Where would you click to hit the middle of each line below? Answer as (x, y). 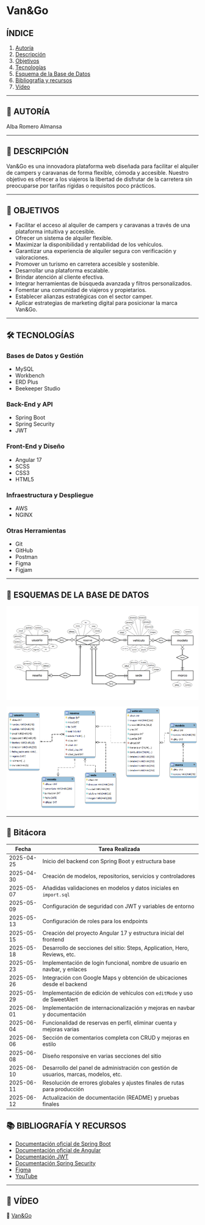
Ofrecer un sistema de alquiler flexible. (64, 238)
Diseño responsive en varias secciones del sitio (102, 1056)
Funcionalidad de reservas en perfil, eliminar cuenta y (110, 1023)
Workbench (30, 376)
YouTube (26, 1176)
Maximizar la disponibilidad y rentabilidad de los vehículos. (89, 244)
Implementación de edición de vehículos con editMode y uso (118, 993)
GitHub (24, 550)
